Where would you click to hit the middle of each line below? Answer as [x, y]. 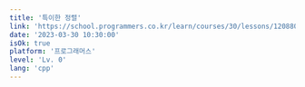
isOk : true [30, 43]
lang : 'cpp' [32, 69]
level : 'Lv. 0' [38, 60]
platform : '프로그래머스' [53, 52]
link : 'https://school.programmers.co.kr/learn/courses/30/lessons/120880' [156, 26]
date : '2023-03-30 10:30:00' [64, 34]
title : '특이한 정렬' [45, 18]
